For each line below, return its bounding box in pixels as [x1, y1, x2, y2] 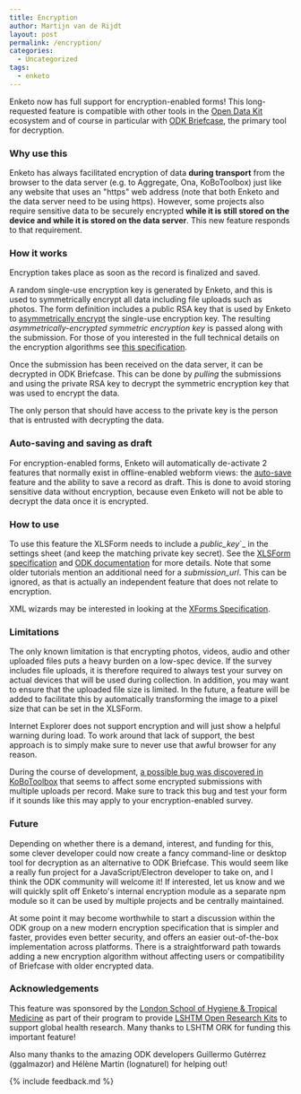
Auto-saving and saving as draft [9, 437, 152, 449]
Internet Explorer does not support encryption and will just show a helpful [9, 721, 280, 732]
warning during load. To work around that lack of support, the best [9, 730, 255, 741]
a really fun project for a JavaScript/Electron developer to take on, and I [9, 866, 273, 877]
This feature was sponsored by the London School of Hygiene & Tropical [9, 1003, 278, 1013]
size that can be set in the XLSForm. [9, 703, 143, 714]
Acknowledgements [9, 983, 99, 995]
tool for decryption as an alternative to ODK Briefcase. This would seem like [9, 857, 289, 868]
